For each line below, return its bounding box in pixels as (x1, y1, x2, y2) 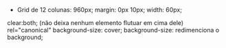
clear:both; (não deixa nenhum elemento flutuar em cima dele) (7, 19, 184, 26)
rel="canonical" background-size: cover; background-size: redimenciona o (7, 26, 220, 34)
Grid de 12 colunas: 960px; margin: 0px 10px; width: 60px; (16, 6, 182, 14)
